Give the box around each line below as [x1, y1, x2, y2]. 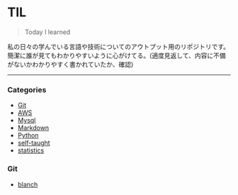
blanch [17, 180, 38, 189]
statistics [17, 146, 45, 155]
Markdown [17, 123, 50, 132]
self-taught [17, 139, 51, 147]
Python [17, 131, 39, 140]
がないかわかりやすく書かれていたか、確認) [7, 60, 134, 68]
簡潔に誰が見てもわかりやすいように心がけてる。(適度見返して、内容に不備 [7, 51, 227, 60]
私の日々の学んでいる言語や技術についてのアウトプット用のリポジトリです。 [7, 42, 230, 50]
